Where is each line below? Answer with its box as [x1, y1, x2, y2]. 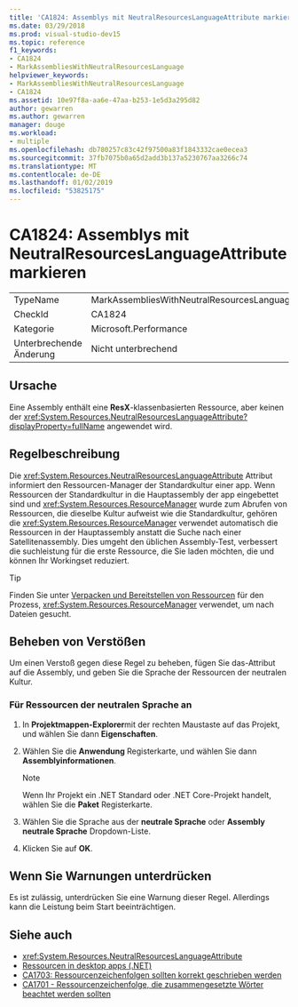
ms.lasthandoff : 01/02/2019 [9, 179, 114, 188]
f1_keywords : [9, 46, 58, 55]
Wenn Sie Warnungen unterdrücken [9, 868, 212, 884]
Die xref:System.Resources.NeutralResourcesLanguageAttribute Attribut [9, 470, 273, 481]
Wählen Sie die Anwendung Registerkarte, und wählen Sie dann [21, 746, 257, 756]
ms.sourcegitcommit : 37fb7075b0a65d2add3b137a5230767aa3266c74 [9, 153, 248, 163]
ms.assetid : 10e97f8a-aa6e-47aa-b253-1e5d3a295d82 [9, 95, 200, 105]
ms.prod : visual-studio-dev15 [9, 29, 122, 38]
